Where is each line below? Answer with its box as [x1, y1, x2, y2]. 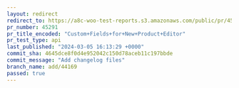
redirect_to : [6, 17, 46, 24]
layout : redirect [6, 10, 59, 18]
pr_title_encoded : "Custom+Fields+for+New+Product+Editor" [6, 30, 186, 38]
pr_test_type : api [6, 37, 61, 44]
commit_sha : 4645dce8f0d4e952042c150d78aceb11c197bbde [6, 50, 173, 57]
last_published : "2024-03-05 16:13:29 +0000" [6, 43, 144, 50]
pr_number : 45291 [6, 23, 59, 31]
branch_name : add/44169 [6, 63, 78, 70]
